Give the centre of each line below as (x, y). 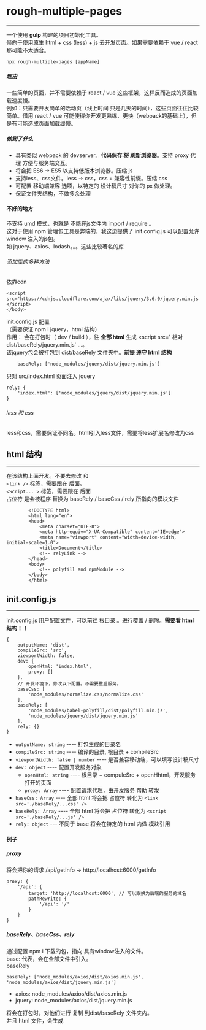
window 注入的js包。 (33, 239)
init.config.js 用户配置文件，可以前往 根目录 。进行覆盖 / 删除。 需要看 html (100, 620)
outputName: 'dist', (44, 645)
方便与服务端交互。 (47, 163)
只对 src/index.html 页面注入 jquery (51, 376)
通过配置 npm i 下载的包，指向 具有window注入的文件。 (77, 951)
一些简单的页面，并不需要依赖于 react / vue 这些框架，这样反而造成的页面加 (102, 93)
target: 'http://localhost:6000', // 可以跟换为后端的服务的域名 (108, 893)
